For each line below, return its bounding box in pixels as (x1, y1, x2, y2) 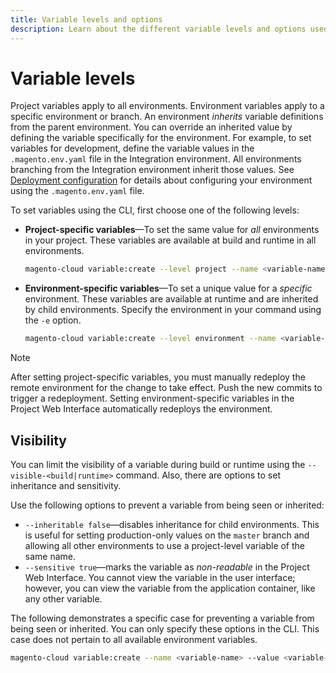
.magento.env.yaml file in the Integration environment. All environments (10, 153, 302, 165)
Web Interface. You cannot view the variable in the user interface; (24, 572, 296, 583)
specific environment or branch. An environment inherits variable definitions (10, 111, 324, 123)
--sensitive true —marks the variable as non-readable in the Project (24, 561, 310, 573)
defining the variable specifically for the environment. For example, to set (10, 132, 312, 144)
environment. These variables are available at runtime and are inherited (24, 293, 319, 305)
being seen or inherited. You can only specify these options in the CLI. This (10, 623, 320, 635)
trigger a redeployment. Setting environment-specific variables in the (10, 392, 295, 405)
